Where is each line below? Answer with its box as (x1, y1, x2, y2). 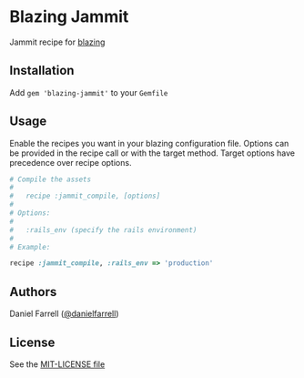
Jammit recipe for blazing (9, 36, 106, 47)
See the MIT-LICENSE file (9, 358, 106, 370)
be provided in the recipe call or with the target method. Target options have (9, 148, 296, 158)
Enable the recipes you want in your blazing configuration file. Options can (9, 138, 289, 148)
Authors (9, 284, 57, 300)
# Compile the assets (9, 175, 92, 184)
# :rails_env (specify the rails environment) (9, 225, 198, 234)
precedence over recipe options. (9, 157, 132, 168)
